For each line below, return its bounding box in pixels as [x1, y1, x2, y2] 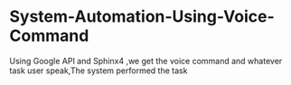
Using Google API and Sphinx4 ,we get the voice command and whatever [9, 55, 283, 66]
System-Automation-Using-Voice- [9, 6, 276, 27]
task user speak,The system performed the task [9, 65, 188, 76]
